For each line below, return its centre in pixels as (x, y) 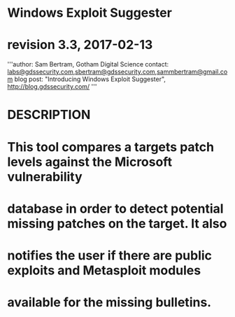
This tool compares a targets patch (111, 147)
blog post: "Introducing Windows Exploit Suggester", (90, 79)
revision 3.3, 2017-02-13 (80, 45)
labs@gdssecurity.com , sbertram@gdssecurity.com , (82, 72)
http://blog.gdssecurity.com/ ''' (52, 87)
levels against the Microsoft (90, 162)
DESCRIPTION (49, 115)
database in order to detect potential (115, 209)
